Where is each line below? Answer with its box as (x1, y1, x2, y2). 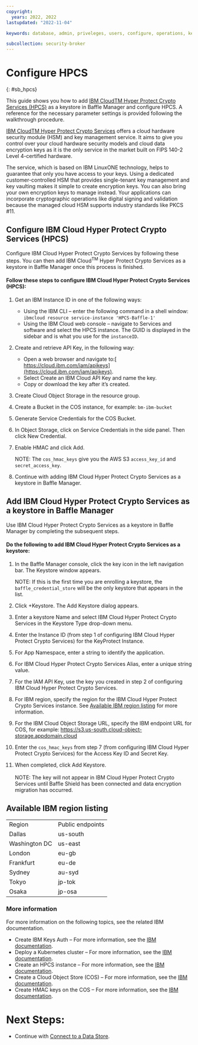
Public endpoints (58, 820, 105, 829)
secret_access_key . (14, 461, 62, 469)
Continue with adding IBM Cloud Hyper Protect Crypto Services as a (14, 473, 181, 480)
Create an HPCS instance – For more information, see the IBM (14, 961, 165, 968)
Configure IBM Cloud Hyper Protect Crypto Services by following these (6, 249, 179, 257)
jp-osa (58, 887, 77, 895)
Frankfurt (9, 859, 35, 867)
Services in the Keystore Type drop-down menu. (14, 620, 133, 627)
